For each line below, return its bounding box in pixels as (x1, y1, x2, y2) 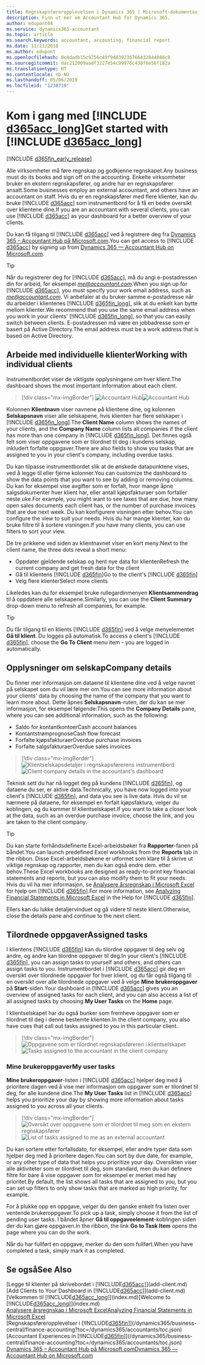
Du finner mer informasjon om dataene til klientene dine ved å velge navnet (6, 679, 195, 686)
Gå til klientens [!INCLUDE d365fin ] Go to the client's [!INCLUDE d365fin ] (15, 571, 198, 578)
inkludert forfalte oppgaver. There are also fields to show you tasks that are (6, 444, 194, 452)
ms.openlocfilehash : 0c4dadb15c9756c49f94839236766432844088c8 (6, 54, 171, 60)
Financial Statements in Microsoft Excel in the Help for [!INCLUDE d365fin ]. (6, 893, 195, 901)
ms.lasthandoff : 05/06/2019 (6, 77, 78, 83)
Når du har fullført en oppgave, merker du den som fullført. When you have (6, 1240, 193, 1248)
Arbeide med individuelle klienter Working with (6, 350, 188, 360)
